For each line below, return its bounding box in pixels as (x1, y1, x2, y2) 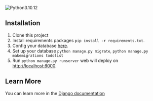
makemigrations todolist (12, 53, 64, 58)
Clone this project (12, 32, 48, 38)
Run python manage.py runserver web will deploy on (12, 57, 118, 63)
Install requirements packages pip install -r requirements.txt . (12, 37, 145, 43)
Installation (5, 19, 40, 27)
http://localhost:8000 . (12, 62, 57, 69)
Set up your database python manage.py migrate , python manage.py (12, 48, 149, 54)
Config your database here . (12, 43, 68, 49)
